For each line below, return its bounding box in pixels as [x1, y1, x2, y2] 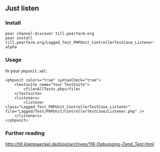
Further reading [5, 130, 45, 137]
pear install [5, 35, 33, 40]
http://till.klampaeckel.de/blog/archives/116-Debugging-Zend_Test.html [5, 141, 154, 147]
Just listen [5, 4, 39, 13]
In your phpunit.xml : [5, 67, 48, 73]
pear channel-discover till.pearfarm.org [5, 31, 94, 36]
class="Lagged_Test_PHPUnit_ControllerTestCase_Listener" [5, 104, 131, 109]
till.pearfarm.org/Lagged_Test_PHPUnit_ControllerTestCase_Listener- [5, 40, 156, 45]
